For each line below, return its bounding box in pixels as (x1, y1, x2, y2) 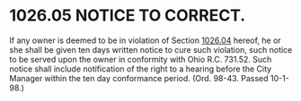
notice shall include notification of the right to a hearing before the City (9, 63, 272, 74)
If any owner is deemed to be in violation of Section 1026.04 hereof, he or (9, 35, 281, 46)
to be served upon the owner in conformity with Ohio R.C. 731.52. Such (9, 54, 272, 64)
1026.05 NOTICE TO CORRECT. (9, 5, 246, 26)
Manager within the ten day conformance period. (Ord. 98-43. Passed (9, 72, 269, 83)
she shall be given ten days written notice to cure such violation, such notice (9, 44, 293, 55)
